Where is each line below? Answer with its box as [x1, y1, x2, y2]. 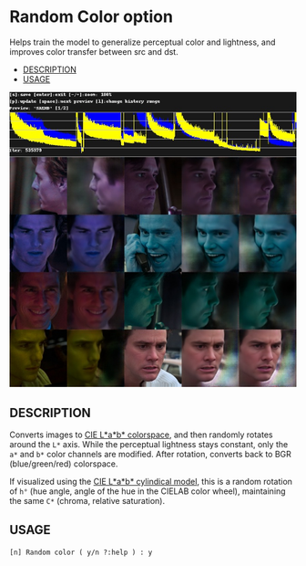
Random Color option [9, 6, 173, 27]
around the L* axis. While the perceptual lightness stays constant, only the [9, 439, 289, 450]
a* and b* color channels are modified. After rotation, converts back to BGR [9, 449, 291, 460]
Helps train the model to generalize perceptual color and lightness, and [9, 37, 276, 47]
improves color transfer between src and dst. [9, 46, 179, 57]
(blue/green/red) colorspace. [9, 458, 118, 469]
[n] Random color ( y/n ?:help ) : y [9, 548, 153, 557]
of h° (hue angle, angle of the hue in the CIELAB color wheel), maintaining [9, 486, 286, 497]
